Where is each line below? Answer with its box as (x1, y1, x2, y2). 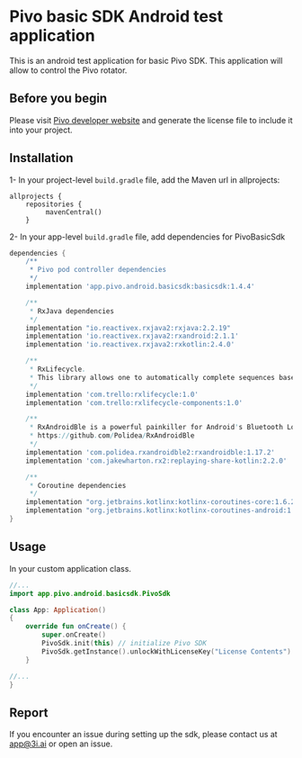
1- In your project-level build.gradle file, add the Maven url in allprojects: (9, 174, 280, 185)
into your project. (9, 124, 74, 135)
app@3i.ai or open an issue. (9, 738, 113, 749)
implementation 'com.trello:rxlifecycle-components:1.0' (25, 398, 244, 407)
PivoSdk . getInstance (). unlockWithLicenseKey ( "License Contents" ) (41, 646, 292, 656)
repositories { (25, 200, 83, 209)
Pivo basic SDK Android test (9, 6, 224, 27)
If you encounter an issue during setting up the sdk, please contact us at (9, 729, 278, 740)
